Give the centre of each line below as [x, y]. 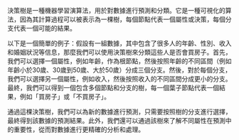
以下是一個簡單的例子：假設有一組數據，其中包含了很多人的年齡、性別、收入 [119, 43]
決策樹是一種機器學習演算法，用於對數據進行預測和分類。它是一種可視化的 [116, 10]
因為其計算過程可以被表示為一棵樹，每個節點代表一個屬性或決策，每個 [122, 19]
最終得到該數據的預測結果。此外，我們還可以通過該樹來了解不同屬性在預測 [116, 120]
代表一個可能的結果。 [44, 28]
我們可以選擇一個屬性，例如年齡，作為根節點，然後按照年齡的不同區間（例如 [119, 61]
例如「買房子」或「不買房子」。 [65, 97]
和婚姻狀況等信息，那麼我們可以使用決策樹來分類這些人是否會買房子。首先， [119, 52]
